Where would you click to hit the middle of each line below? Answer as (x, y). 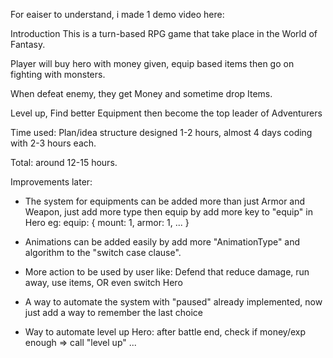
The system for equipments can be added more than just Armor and (165, 201)
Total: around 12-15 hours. (64, 162)
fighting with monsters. (58, 74)
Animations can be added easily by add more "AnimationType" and (162, 242)
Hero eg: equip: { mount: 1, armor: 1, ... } (107, 222)
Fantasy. (28, 44)
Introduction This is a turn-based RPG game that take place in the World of (164, 33)
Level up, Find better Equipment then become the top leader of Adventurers (166, 113)
